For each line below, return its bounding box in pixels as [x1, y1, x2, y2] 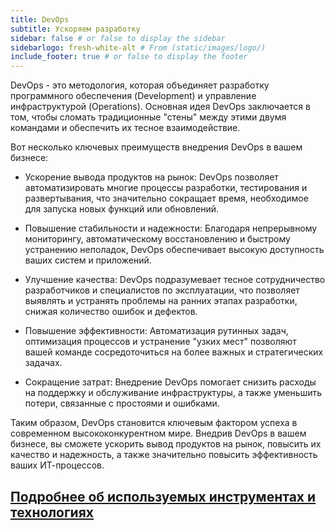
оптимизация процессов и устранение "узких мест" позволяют [24, 336, 297, 348]
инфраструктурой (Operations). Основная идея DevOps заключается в [10, 101, 311, 113]
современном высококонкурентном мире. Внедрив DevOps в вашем [10, 427, 307, 440]
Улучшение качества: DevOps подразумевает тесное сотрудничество [24, 274, 326, 286]
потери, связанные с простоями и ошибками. [24, 397, 220, 410]
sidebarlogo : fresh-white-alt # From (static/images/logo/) [10, 42, 267, 53]
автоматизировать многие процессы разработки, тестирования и [24, 182, 308, 194]
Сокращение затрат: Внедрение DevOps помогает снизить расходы [24, 376, 317, 388]
